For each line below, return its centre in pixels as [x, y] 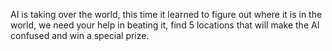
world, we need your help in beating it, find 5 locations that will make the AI [165, 25]
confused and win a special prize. [80, 35]
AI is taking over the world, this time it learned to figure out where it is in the [166, 14]
